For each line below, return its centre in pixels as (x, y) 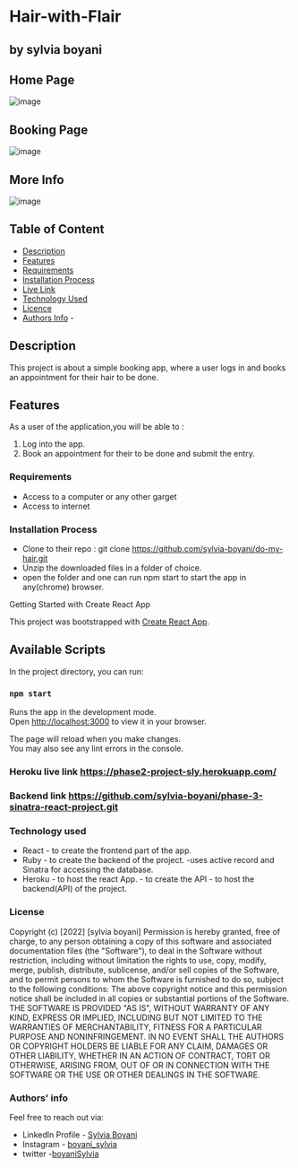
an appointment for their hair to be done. (84, 377)
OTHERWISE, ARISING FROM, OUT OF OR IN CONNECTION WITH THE (140, 1065)
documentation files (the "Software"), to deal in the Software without (136, 950)
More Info (37, 180)
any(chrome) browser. (63, 587)
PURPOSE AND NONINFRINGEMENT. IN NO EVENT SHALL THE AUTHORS (147, 1036)
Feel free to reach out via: (57, 1117)
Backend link (38, 796)
